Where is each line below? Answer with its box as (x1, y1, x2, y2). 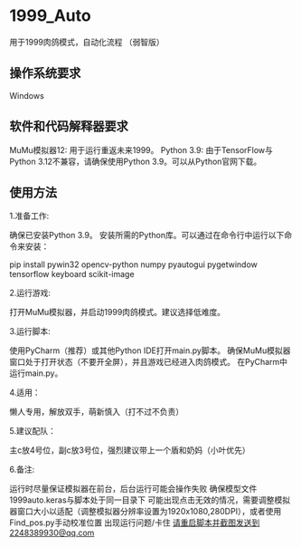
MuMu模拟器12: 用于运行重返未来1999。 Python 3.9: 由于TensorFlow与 (9, 144, 274, 155)
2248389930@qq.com (9, 527, 95, 539)
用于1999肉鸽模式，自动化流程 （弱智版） (9, 36, 165, 47)
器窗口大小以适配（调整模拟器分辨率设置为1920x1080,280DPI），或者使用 (9, 506, 282, 517)
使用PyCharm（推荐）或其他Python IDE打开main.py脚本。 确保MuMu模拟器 (9, 345, 291, 356)
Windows (9, 90, 45, 101)
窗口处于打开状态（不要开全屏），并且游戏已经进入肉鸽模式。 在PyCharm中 (9, 357, 287, 368)
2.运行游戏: (9, 287, 52, 299)
